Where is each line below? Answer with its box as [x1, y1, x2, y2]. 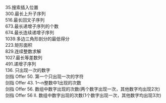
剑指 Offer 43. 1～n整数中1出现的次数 [5, 80, 82, 85]
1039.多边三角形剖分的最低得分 [5, 36, 70, 42]
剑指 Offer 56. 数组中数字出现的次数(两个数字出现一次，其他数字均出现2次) [5, 86, 160, 92]
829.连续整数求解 [5, 48, 41, 54]
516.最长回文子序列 [5, 17, 45, 23]
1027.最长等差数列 [5, 55, 43, 60]
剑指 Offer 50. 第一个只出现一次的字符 [5, 73, 84, 79]
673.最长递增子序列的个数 [5, 23, 59, 29]
